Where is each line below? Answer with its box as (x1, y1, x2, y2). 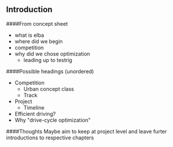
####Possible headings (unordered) (6, 67, 94, 75)
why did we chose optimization (14, 50, 90, 57)
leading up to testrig (23, 56, 72, 63)
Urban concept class (23, 85, 75, 93)
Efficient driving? (14, 110, 56, 117)
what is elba (14, 32, 44, 39)
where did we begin (14, 37, 63, 45)
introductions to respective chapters (6, 134, 94, 141)
